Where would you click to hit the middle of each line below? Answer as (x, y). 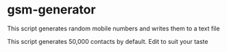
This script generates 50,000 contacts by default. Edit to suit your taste (108, 41)
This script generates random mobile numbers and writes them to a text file (113, 28)
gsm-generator (51, 10)
